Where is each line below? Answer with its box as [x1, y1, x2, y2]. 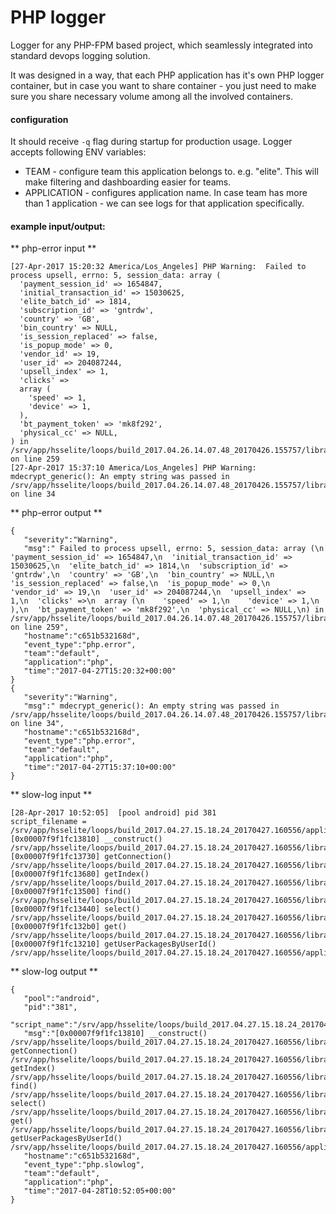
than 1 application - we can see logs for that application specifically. [24, 197, 305, 210]
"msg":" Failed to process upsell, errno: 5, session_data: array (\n [23, 544, 325, 554]
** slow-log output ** [10, 966, 98, 978]
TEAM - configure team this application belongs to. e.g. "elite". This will [24, 166, 319, 178]
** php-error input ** [10, 242, 97, 255]
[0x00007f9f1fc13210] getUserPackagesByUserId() [10, 939, 217, 950]
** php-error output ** [10, 507, 103, 519]
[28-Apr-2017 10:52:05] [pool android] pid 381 [10, 808, 217, 818]
